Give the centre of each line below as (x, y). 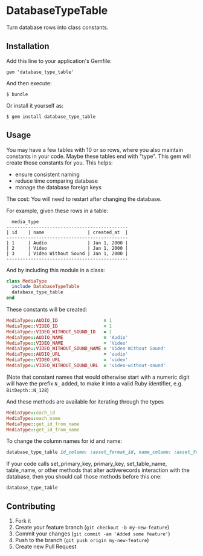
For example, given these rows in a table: (57, 211)
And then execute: (29, 83)
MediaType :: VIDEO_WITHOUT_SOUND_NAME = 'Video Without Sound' (86, 348)
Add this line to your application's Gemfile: (59, 61)
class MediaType (27, 281)
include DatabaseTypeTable (46, 287)
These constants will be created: (47, 310)
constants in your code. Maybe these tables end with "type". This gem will (99, 156)
